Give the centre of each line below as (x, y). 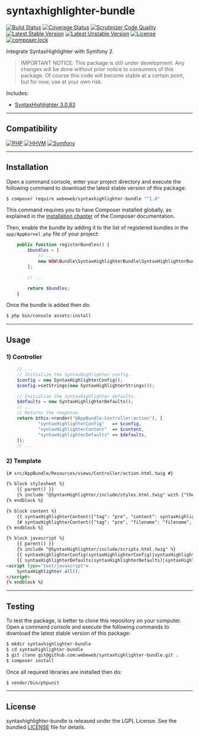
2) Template (24, 461)
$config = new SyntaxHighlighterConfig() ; (70, 380)
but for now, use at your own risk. (61, 82)
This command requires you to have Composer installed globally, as (89, 210)
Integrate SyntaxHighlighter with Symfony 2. (60, 51)
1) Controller (24, 356)
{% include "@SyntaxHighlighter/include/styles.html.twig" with (98, 495)
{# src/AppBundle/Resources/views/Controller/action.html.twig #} (90, 473)
